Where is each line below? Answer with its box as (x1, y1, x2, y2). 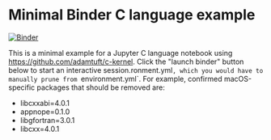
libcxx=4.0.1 (19, 124, 60, 134)
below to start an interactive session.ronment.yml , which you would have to (8, 65, 264, 74)
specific (8, 83, 36, 92)
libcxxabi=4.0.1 (19, 98, 70, 108)
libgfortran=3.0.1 (19, 115, 75, 125)
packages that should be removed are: (36, 83, 166, 92)
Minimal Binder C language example (8, 6, 256, 24)
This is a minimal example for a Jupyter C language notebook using (8, 48, 233, 57)
